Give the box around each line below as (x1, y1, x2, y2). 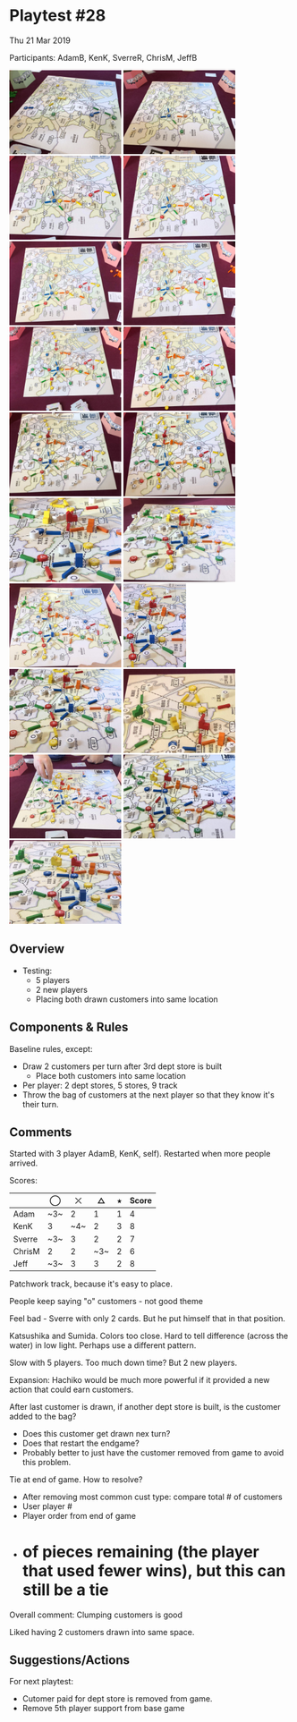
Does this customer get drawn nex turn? (21, 1428, 171, 1438)
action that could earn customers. (9, 1384, 134, 1395)
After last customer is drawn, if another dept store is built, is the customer (9, 1401, 282, 1412)
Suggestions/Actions (9, 1652, 131, 1667)
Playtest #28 (9, 5, 106, 26)
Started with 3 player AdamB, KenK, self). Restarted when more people (9, 1149, 271, 1159)
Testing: (21, 965, 53, 976)
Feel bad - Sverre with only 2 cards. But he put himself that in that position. (9, 1312, 286, 1324)
